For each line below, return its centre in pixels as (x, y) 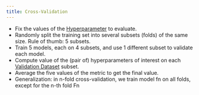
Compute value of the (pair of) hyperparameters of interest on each (98, 60)
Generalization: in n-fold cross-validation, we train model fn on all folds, (102, 79)
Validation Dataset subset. (47, 66)
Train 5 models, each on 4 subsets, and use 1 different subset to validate (104, 47)
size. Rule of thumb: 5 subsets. (53, 41)
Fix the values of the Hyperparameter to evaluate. (76, 28)
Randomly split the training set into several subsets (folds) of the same (101, 35)
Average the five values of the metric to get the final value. (87, 72)
